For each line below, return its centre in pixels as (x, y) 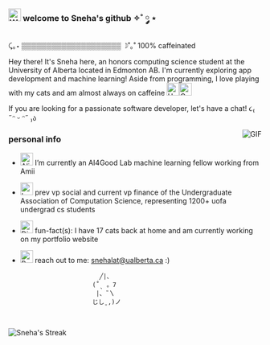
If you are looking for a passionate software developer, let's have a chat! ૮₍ (132, 109)
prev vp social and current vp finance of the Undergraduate (133, 192)
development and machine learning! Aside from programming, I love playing (134, 79)
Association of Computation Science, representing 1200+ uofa (123, 200)
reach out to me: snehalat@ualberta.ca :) (102, 260)
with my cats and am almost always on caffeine (87, 93)
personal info (35, 139)
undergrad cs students (57, 209)
